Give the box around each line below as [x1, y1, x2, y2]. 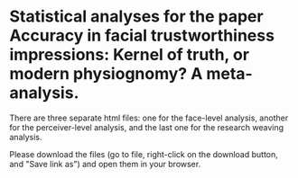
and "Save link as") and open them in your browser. [9, 158, 201, 169]
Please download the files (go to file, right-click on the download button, [9, 148, 278, 159]
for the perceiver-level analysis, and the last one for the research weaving [9, 121, 284, 132]
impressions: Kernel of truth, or [9, 45, 250, 65]
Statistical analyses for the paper [9, 6, 264, 27]
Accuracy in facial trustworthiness [9, 25, 275, 46]
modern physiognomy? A [9, 64, 203, 85]
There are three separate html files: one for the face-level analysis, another [9, 112, 289, 123]
